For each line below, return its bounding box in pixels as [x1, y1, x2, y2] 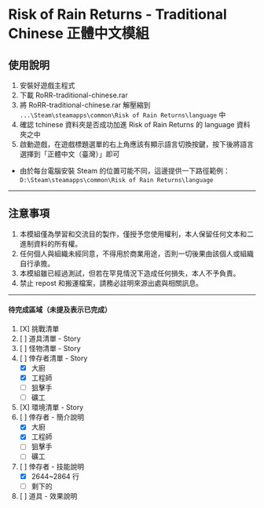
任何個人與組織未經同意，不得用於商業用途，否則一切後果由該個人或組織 [19, 249, 254, 258]
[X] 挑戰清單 [19, 324, 60, 334]
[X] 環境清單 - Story [19, 403, 84, 412]
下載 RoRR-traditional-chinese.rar [19, 90, 128, 100]
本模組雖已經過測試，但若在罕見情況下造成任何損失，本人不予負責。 [19, 269, 240, 278]
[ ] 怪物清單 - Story [19, 344, 81, 353]
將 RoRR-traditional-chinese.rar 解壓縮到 [19, 101, 151, 109]
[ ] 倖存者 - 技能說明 [19, 462, 85, 471]
